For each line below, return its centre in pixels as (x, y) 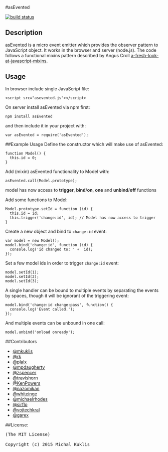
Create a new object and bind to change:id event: (56, 231)
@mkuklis (23, 351)
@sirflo (20, 404)
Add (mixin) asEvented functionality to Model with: (57, 171)
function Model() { (26, 153)
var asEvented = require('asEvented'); (47, 135)
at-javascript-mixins (26, 61)
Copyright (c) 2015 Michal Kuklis (48, 444)
